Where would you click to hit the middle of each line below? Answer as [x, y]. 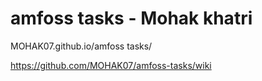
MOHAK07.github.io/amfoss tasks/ [81, 46]
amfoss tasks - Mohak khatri [131, 18]
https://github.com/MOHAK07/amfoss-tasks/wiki [111, 65]
